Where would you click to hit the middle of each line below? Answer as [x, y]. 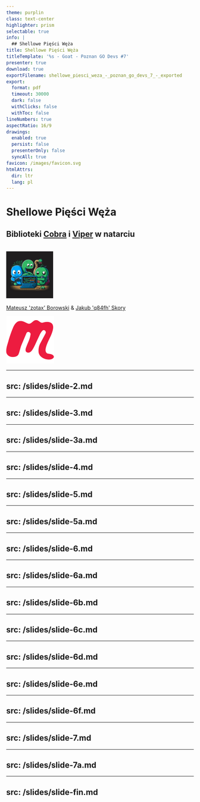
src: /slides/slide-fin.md [52, 792]
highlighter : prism [30, 25]
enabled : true [29, 138]
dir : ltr [22, 176]
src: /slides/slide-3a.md [52, 440]
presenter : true [26, 62]
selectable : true [28, 32]
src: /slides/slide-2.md [50, 386]
